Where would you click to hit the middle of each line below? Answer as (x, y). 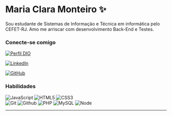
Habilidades (20, 86)
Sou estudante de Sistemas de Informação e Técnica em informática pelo (83, 23)
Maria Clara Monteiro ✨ (56, 9)
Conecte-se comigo (31, 42)
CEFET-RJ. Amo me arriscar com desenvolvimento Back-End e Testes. (80, 29)
